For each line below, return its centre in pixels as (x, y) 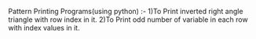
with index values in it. (44, 28)
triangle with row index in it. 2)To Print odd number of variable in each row (128, 19)
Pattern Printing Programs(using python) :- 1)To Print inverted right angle (126, 11)
